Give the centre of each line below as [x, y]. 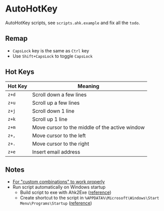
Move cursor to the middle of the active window [88, 127]
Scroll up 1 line [50, 119]
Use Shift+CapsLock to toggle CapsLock [53, 56]
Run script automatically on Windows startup [59, 187]
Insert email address [56, 152]
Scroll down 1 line [53, 111]
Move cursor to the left [59, 135]
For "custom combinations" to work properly [59, 182]
